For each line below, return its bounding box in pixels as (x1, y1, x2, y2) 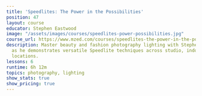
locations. (11, 53, 39, 59)
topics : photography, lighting (6, 70, 85, 76)
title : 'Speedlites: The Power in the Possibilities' (6, 8, 144, 15)
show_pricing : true (6, 81, 55, 87)
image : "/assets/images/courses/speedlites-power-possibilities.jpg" (6, 31, 185, 37)
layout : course (6, 20, 44, 26)
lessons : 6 (6, 58, 34, 64)
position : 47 (6, 14, 39, 20)
